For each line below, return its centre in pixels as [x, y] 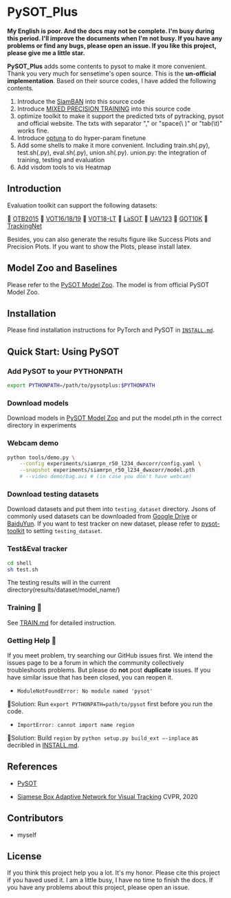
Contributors [35, 818]
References [32, 767]
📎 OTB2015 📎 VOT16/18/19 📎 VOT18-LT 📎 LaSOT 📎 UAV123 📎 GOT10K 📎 [108, 218]
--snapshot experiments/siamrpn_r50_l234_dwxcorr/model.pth [107, 470]
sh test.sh [23, 570]
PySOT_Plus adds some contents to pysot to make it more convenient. [107, 66]
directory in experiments [42, 425]
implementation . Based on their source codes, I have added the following [112, 80]
